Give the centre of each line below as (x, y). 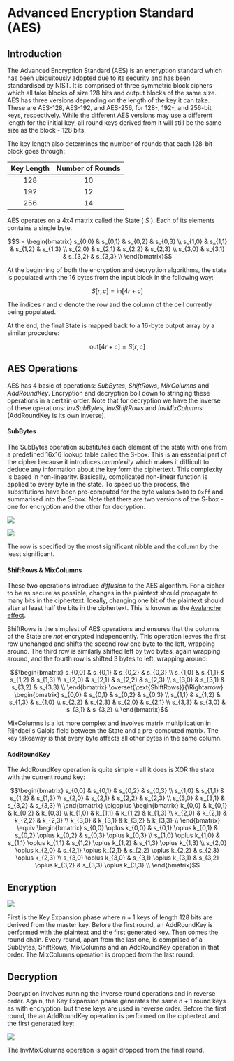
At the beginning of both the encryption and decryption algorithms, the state (117, 270)
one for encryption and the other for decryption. (76, 507)
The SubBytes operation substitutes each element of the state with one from (117, 447)
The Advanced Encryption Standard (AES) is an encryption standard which (115, 70)
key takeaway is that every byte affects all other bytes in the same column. (115, 738)
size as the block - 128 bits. (46, 130)
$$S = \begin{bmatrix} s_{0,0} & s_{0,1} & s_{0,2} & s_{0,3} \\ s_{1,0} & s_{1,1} (117, 241)
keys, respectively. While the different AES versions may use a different (110, 115)
